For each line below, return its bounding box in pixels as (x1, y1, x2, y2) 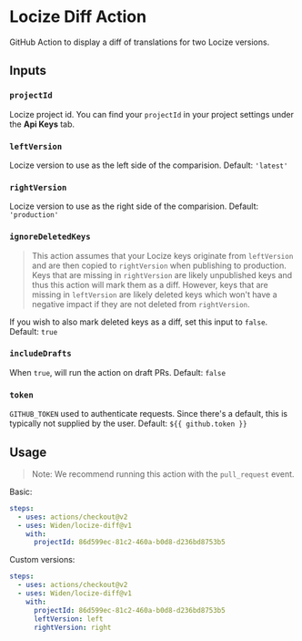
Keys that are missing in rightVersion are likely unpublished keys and (31, 269, 293, 280)
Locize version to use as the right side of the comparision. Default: (9, 201, 259, 212)
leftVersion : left (33, 614, 104, 624)
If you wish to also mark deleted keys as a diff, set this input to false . (9, 316, 268, 327)
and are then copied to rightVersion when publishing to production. (31, 260, 287, 271)
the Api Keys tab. (9, 119, 75, 129)
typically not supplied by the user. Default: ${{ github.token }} (9, 418, 247, 429)
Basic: (9, 486, 33, 497)
